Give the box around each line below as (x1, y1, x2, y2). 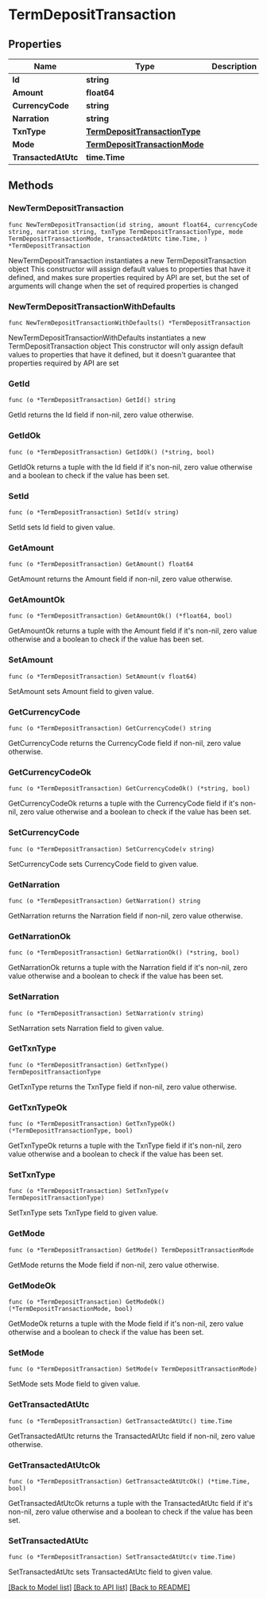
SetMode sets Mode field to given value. (8, 1379, 141, 1389)
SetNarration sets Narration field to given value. (8, 1023, 164, 1032)
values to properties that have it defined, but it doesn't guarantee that (8, 349, 236, 359)
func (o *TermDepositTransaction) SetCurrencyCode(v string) (8, 845, 215, 853)
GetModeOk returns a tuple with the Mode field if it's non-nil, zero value (8, 1319, 244, 1328)
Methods (8, 179, 54, 193)
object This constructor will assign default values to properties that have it (8, 264, 251, 274)
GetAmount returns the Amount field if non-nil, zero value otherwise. (8, 575, 233, 584)
